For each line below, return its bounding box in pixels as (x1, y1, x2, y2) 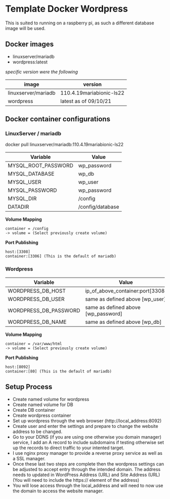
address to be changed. (12, 428, 62, 435)
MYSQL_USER (8, 179, 41, 186)
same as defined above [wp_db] (85, 318, 162, 325)
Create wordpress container (12, 412, 71, 418)
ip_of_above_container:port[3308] (85, 287, 167, 294)
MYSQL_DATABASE (8, 171, 55, 178)
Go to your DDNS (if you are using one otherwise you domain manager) (12, 434, 162, 440)
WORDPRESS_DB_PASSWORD (8, 307, 80, 314)
